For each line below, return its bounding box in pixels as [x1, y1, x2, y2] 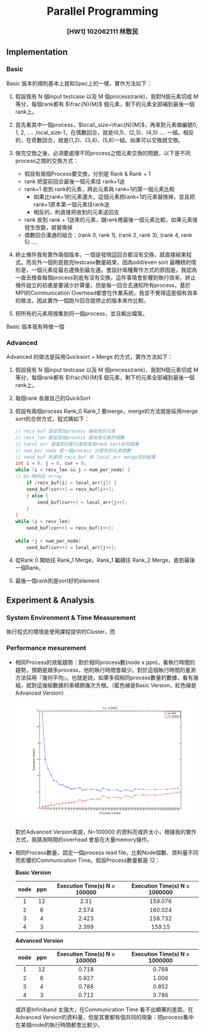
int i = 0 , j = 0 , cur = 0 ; [15, 461, 87, 467]
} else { [26, 492, 49, 499]
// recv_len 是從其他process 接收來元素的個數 [15, 434, 125, 440]
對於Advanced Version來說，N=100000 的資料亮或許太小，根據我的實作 [15, 828, 197, 836]
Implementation [6, 47, 68, 57]
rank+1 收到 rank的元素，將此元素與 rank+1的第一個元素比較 [24, 185, 175, 192]
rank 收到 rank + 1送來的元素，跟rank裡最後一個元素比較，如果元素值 [24, 216, 198, 223]
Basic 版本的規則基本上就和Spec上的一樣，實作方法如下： [6, 80, 153, 87]
